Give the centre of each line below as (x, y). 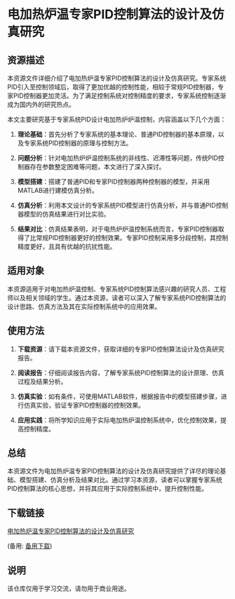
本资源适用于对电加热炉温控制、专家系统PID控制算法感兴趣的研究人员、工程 (117, 289)
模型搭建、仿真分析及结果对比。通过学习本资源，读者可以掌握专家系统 (121, 480)
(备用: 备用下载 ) (30, 546)
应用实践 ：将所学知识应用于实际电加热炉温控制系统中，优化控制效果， (119, 420)
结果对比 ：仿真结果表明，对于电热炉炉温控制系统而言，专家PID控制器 (118, 229)
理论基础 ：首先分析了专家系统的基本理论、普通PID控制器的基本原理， (118, 134)
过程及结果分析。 (42, 381)
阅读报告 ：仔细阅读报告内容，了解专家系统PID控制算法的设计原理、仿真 (121, 372)
